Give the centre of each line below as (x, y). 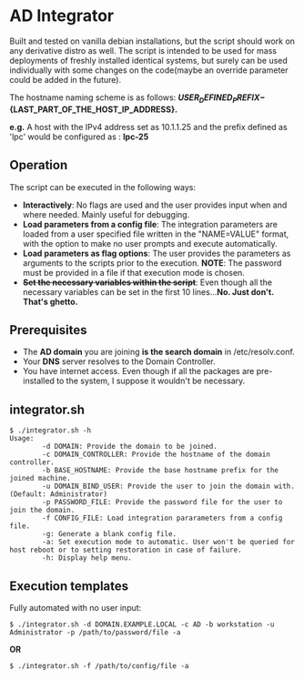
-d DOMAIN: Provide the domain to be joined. (130, 447)
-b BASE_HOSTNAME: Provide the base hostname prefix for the (161, 471)
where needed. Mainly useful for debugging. (106, 214)
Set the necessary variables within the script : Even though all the (147, 282)
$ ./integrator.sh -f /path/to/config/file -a (99, 665)
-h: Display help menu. (87, 558)
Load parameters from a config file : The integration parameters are (150, 224)
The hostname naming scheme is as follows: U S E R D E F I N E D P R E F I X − (137, 98)
